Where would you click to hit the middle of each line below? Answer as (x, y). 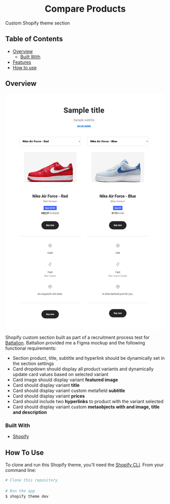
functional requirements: (31, 348)
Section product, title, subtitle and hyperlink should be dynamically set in (89, 358)
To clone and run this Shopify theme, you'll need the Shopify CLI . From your (84, 465)
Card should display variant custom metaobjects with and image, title (86, 407)
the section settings (33, 364)
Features (22, 62)
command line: (21, 470)
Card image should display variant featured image (65, 380)
